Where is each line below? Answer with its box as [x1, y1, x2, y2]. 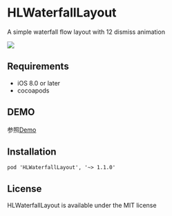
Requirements [7, 61, 69, 72]
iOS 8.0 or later [17, 79, 61, 87]
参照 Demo [7, 126, 37, 134]
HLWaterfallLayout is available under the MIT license [7, 202, 157, 210]
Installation [7, 146, 57, 157]
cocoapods [17, 86, 50, 95]
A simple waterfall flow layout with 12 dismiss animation [7, 28, 166, 36]
